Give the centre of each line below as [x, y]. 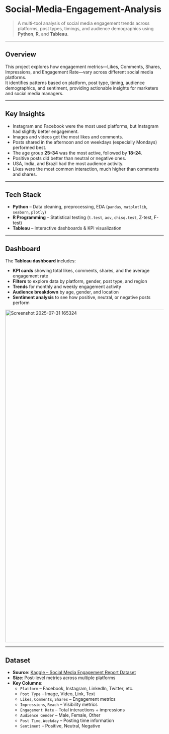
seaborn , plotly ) [29, 212]
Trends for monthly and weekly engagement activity [67, 287]
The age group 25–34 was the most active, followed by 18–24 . [77, 153]
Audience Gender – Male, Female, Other [60, 715]
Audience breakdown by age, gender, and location [66, 292]
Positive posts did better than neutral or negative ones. [69, 158]
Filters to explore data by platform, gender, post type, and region [80, 281]
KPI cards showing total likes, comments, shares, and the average [81, 271]
